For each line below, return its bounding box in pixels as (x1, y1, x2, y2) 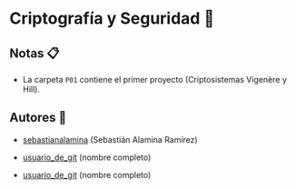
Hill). (22, 84, 41, 94)
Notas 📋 (9, 45, 60, 61)
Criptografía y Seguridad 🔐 (9, 8, 215, 29)
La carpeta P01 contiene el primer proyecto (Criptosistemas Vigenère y (22, 75, 288, 85)
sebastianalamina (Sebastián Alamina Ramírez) (22, 134, 198, 144)
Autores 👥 (9, 110, 67, 125)
